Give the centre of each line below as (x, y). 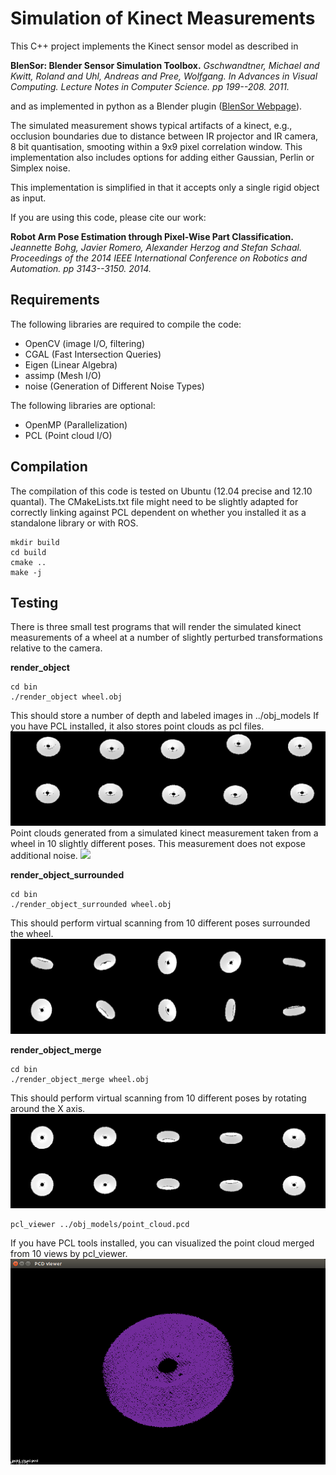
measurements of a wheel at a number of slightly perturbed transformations (166, 638)
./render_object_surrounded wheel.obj (91, 905)
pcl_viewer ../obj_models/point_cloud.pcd (100, 1224)
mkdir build (35, 542)
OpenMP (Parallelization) (76, 424)
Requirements (55, 300)
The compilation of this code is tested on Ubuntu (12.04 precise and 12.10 (161, 491)
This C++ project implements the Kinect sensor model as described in (154, 46)
